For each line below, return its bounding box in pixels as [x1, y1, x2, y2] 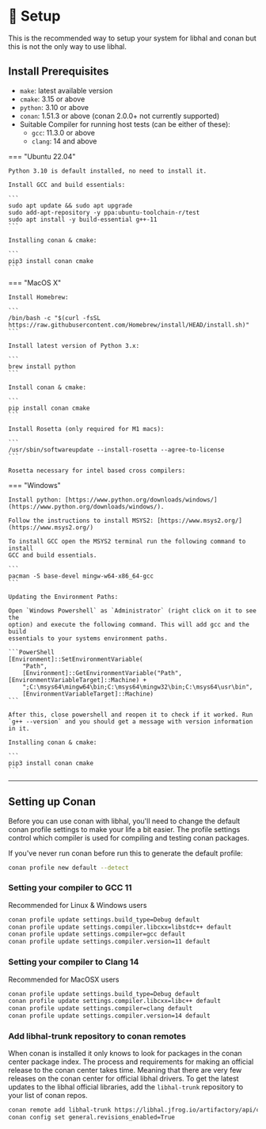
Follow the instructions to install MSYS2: [8, 517, 154, 524]
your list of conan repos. [8, 1091, 89, 1100]
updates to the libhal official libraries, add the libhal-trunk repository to [8, 1082, 244, 1092]
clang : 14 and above [31, 136, 97, 146]
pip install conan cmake [8, 404, 90, 412]
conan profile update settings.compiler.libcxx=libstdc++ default [8, 923, 232, 931]
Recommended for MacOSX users [8, 975, 120, 984]
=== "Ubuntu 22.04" [8, 151, 76, 161]
